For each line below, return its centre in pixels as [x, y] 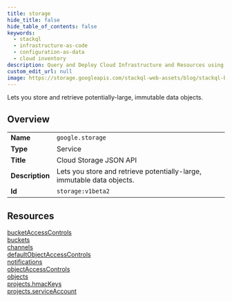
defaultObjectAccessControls [49, 254]
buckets [19, 240]
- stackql [27, 39]
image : [17, 78]
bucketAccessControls [40, 233]
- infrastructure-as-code [51, 46]
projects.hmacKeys [35, 284]
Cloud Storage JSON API [97, 160]
